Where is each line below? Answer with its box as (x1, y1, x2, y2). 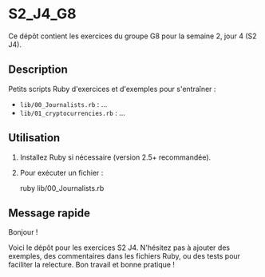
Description (8, 63, 68, 77)
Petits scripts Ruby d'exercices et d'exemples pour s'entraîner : (8, 84, 216, 93)
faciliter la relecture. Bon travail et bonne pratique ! (8, 260, 176, 270)
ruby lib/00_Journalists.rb (19, 183, 105, 192)
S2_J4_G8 (8, 5, 77, 23)
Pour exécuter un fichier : (19, 168, 104, 177)
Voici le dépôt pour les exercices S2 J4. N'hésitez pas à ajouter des (8, 243, 230, 252)
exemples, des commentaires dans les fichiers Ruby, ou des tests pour (8, 251, 241, 261)
